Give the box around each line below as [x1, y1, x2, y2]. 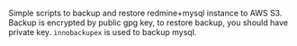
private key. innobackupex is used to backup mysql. [8, 27, 197, 37]
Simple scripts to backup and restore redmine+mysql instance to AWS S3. [8, 8, 283, 18]
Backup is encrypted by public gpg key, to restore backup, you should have [8, 17, 289, 28]
